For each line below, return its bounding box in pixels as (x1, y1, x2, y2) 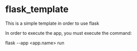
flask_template (5, 4, 69, 15)
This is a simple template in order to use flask (5, 20, 99, 26)
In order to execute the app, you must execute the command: (5, 30, 132, 36)
